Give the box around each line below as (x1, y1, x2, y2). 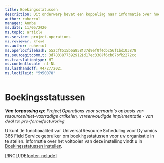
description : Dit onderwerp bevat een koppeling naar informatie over (5, 12, 152, 17)
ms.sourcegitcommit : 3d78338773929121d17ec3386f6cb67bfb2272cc (5, 52, 137, 58)
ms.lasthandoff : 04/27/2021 (5, 66, 62, 71)
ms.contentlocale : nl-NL (5, 61, 56, 66)
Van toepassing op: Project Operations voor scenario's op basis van (5, 108, 144, 114)
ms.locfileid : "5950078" (5, 71, 56, 76)
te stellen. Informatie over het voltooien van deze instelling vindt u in (5, 138, 143, 144)
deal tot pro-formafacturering (5, 118, 65, 124)
